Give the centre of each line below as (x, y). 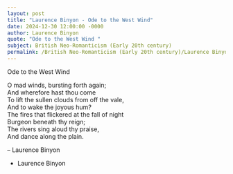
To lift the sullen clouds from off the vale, (66, 99)
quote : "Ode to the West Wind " (54, 39)
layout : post (26, 13)
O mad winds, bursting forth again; (57, 85)
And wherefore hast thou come (52, 92)
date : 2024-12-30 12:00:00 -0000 (55, 26)
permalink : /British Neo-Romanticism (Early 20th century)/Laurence (108, 52)
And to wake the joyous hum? (50, 107)
